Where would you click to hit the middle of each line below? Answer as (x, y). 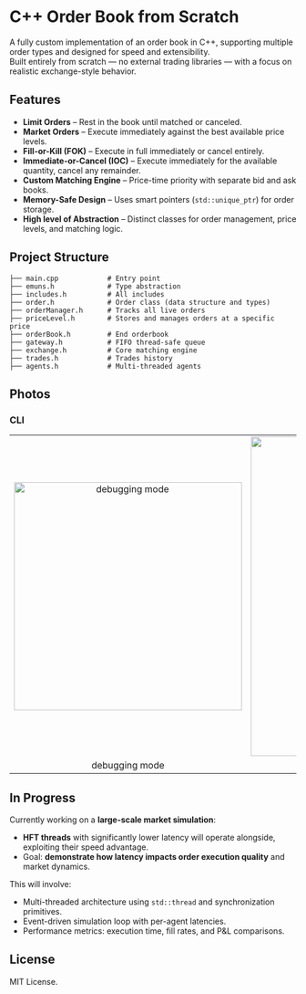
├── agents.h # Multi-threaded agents (106, 366)
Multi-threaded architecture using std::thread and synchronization (148, 902)
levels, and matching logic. (73, 228)
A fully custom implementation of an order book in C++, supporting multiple (151, 42)
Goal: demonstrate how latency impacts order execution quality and (153, 857)
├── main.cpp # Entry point (85, 278)
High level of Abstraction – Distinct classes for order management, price (159, 219)
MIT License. (34, 981)
